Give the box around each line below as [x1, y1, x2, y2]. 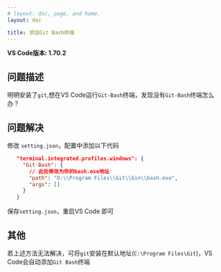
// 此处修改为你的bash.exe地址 [28, 167, 109, 175]
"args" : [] [28, 181, 60, 188]
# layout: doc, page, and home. [7, 10, 100, 17]
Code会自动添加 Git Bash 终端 [7, 257, 90, 266]
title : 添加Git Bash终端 [7, 29, 75, 36]
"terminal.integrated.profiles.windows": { [16, 155, 144, 162]
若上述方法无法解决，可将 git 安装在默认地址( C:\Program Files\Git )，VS [7, 248, 213, 257]
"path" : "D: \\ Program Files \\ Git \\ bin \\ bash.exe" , [28, 174, 178, 181]
